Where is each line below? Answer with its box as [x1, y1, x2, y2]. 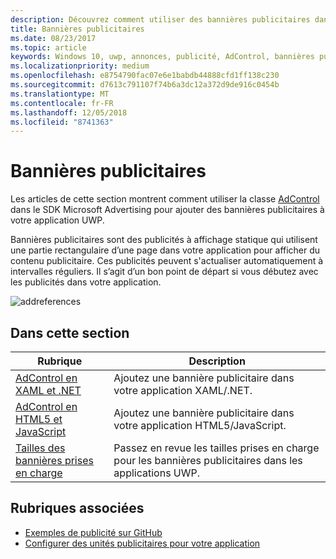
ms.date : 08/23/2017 [10, 33, 97, 43]
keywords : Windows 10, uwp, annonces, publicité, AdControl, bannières [10, 52, 315, 62]
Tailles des [15, 441, 66, 455]
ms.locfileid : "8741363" [10, 117, 114, 127]
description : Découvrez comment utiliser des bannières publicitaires [10, 14, 311, 25]
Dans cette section [10, 324, 130, 341]
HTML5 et [15, 412, 63, 426]
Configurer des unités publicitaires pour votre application [24, 537, 261, 549]
